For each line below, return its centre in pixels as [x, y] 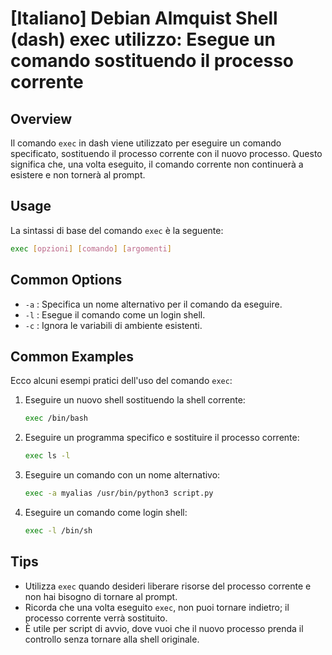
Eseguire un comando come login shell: [106, 512]
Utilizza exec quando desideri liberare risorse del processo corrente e [168, 586]
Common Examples [72, 356]
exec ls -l [47, 456]
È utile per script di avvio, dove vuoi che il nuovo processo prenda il [164, 628]
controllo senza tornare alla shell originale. [112, 639]
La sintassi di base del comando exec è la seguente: [117, 230]
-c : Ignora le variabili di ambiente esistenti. [113, 325]
